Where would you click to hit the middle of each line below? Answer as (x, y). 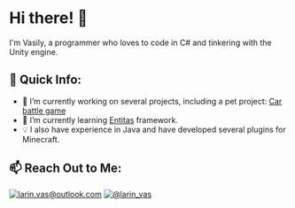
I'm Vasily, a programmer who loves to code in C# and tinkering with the (140, 42)
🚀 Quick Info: (46, 80)
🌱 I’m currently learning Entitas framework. (100, 119)
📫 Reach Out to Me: (66, 169)
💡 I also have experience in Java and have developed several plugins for (154, 129)
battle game (44, 111)
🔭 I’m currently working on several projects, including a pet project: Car (152, 101)
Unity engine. (34, 51)
